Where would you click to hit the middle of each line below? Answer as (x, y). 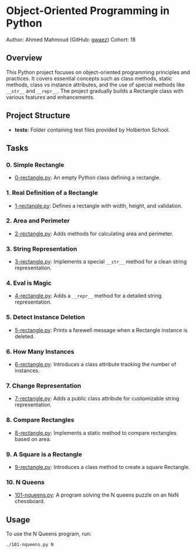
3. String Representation (42, 249)
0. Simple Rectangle (35, 164)
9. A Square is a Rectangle (44, 454)
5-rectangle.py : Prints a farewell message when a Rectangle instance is (101, 330)
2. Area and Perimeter (38, 221)
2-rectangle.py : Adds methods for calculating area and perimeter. (94, 234)
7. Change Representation (44, 386)
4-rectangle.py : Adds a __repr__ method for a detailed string (88, 296)
